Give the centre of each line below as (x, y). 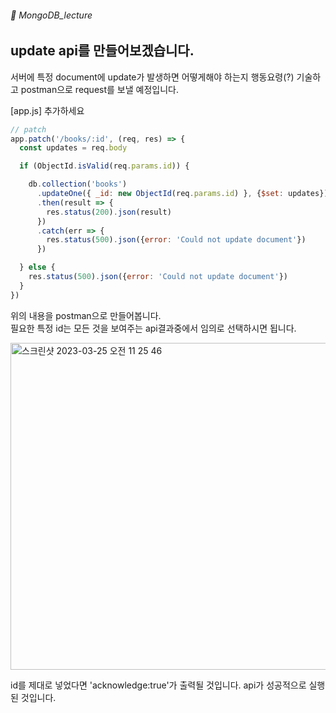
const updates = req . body (73, 148)
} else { (37, 267)
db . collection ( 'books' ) (78, 184)
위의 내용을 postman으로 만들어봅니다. (86, 315)
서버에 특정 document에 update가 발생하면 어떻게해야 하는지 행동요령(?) (152, 77)
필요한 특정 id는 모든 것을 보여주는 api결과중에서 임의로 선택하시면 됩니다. (153, 328)
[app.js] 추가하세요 (47, 110)
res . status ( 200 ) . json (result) (109, 212)
